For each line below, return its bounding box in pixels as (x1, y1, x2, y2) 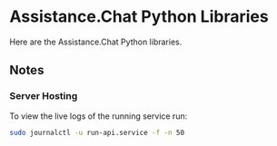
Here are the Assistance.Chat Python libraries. (9, 36, 183, 47)
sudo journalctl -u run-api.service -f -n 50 (9, 128, 184, 137)
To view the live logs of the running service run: (9, 111, 188, 122)
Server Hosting (9, 90, 78, 102)
